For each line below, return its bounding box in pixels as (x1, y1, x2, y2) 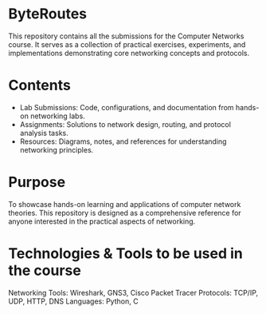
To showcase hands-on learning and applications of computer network (8, 199, 241, 209)
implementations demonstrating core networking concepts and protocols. (8, 48, 250, 58)
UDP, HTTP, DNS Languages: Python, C (8, 296, 139, 306)
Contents (8, 77, 72, 94)
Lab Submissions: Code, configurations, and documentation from (19, 102, 234, 112)
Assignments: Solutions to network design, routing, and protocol (19, 119, 231, 129)
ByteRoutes (8, 5, 88, 23)
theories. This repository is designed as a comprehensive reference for (8, 208, 241, 217)
